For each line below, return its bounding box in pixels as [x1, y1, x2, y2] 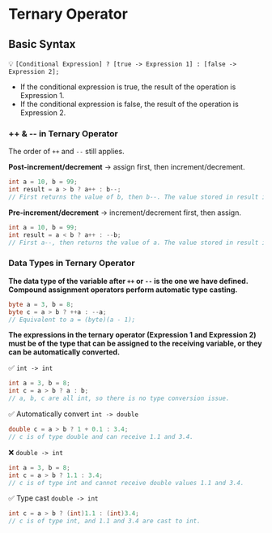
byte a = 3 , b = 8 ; [8, 300, 74, 308]
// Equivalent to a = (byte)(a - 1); [8, 316, 136, 324]
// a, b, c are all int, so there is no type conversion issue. [8, 394, 230, 402]
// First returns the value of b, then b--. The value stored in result [8, 193, 259, 201]
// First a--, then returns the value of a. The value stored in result [8, 239, 259, 247]
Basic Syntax [8, 37, 76, 51]
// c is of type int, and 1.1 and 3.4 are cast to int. [8, 517, 201, 526]
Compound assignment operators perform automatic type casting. [8, 285, 238, 294]
